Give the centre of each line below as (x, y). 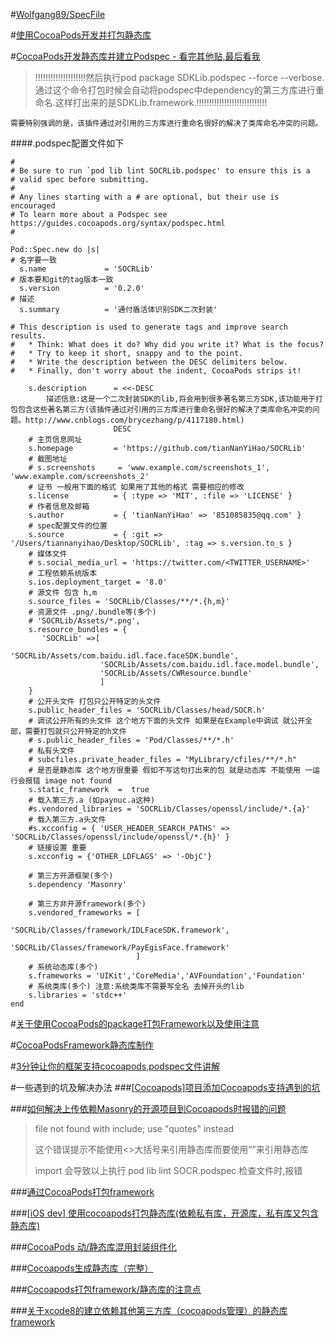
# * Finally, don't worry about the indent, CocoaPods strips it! (156, 371)
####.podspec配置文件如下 (67, 143)
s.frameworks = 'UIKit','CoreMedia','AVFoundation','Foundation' (167, 976)
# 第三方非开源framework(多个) (87, 904)
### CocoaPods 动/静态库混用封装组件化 (93, 1247)
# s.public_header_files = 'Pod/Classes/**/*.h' (131, 740)
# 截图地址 (48, 459)
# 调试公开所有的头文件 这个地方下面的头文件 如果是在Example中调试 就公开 (167, 721)
